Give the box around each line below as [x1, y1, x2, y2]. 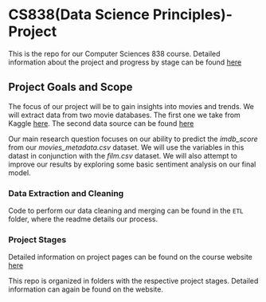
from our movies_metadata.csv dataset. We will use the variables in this [8, 142, 244, 152]
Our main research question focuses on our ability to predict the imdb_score [8, 134, 259, 143]
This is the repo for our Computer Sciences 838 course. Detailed [8, 49, 221, 58]
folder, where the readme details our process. [8, 214, 158, 224]
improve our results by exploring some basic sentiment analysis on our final [8, 159, 256, 169]
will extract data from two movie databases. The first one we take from [8, 110, 241, 120]
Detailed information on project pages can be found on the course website [8, 253, 252, 262]
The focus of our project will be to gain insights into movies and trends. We [8, 101, 255, 111]
